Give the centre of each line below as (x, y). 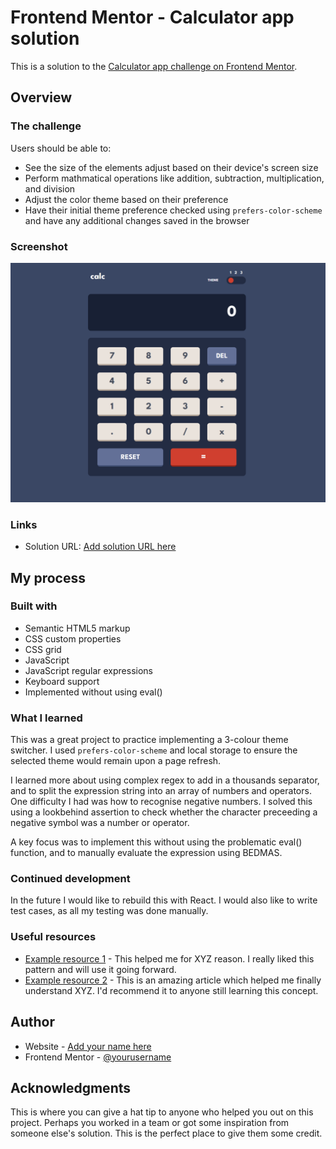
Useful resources (53, 937)
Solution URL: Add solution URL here (100, 547)
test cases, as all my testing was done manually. (109, 911)
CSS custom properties (73, 638)
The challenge (46, 126)
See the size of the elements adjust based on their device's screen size (171, 167)
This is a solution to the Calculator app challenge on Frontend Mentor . (154, 66)
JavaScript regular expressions (88, 670)
